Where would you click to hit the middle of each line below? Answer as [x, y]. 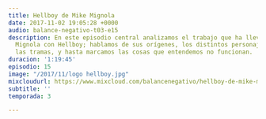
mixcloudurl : [30, 81]
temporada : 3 [30, 96]
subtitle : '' [30, 89]
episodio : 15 [30, 67]
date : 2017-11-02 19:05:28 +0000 [63, 23]
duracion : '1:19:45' [42, 60]
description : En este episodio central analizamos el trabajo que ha [125, 37]
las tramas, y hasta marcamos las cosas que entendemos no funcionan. [134, 52]
